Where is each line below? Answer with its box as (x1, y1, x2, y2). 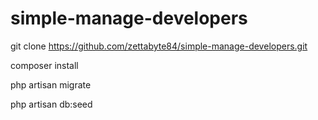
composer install (10, 59, 79, 71)
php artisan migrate (10, 78, 92, 91)
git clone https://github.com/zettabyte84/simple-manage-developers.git (10, 40, 308, 52)
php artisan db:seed (10, 98, 93, 110)
